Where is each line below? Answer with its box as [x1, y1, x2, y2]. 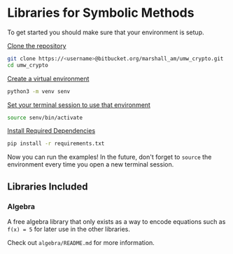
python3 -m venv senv [7, 87, 71, 95]
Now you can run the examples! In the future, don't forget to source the [7, 153, 212, 162]
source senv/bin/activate [7, 114, 83, 121]
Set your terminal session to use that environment [7, 100, 150, 109]
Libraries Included [7, 181, 88, 192]
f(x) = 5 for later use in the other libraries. [7, 225, 131, 233]
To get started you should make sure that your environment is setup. [7, 28, 204, 36]
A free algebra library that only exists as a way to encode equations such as [7, 218, 226, 225]
